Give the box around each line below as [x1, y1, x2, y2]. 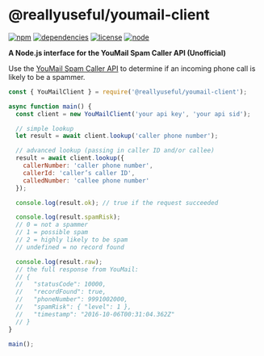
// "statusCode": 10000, [15, 280, 107, 288]
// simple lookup [15, 124, 74, 132]
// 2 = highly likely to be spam [15, 236, 128, 244]
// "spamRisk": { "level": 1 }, [15, 303, 132, 312]
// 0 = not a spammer [15, 220, 89, 229]
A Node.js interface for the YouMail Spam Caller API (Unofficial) [8, 48, 226, 57]
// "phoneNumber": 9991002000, [15, 295, 128, 304]
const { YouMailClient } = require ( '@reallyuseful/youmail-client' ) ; [8, 87, 248, 96]
